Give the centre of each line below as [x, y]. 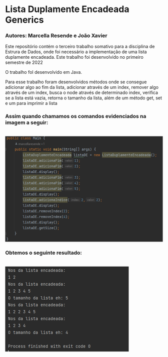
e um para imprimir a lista [31, 103]
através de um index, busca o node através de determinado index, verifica [82, 93]
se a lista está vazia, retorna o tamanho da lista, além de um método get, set [84, 98]
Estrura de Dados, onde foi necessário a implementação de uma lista [76, 52]
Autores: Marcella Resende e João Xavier [56, 36]
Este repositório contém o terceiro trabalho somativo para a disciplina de [80, 47]
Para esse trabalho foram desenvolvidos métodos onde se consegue [76, 82]
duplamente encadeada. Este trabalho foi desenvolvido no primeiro [74, 57]
